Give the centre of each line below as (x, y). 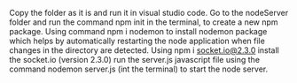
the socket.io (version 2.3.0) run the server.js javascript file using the (134, 60)
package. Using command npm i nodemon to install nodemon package (138, 31)
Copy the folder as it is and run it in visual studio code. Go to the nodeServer (149, 13)
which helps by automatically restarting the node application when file (137, 41)
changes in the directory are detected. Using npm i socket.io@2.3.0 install (144, 50)
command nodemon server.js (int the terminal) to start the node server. (139, 69)
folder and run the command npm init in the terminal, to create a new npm (144, 22)
